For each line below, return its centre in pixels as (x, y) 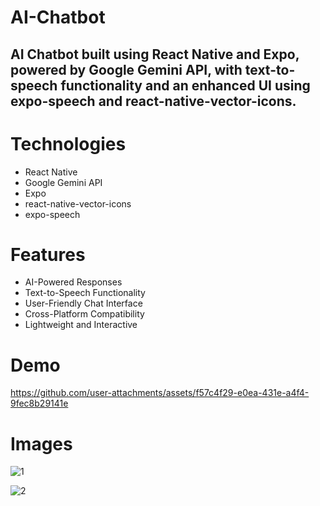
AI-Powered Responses (73, 282)
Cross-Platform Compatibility (84, 314)
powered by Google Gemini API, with (126, 69)
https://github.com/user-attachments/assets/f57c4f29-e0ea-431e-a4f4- (160, 393)
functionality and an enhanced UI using (185, 85)
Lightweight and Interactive (81, 325)
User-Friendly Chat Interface (83, 303)
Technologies (68, 143)
